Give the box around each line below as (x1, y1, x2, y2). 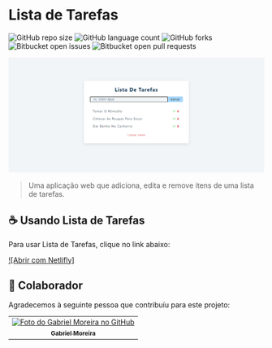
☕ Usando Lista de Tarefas (8, 214, 145, 228)
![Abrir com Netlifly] (8, 254, 75, 265)
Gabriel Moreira (50, 329, 96, 338)
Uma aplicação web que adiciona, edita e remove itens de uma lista (28, 181, 254, 190)
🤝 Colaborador (8, 279, 84, 293)
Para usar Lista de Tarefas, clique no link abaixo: (8, 239, 171, 249)
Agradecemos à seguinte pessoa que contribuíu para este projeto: (8, 300, 231, 310)
